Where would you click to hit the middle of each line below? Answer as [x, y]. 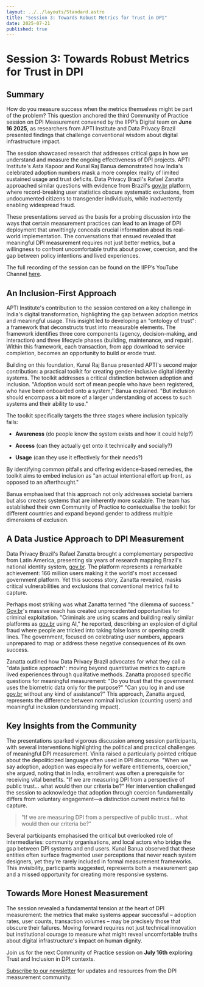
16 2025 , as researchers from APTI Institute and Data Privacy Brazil [91, 129]
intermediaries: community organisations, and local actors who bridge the [99, 842]
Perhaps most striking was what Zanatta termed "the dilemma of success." [100, 604]
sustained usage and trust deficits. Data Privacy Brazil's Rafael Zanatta [95, 179]
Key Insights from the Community [72, 726]
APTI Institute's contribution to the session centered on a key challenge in [99, 308]
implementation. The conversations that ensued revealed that [99, 236]
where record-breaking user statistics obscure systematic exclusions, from [100, 192]
